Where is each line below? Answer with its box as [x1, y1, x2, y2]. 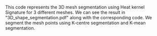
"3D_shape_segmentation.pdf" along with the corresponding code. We [5, 15, 152, 20]
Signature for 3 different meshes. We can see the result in [5, 9, 125, 15]
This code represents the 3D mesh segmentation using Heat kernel [5, 4, 145, 10]
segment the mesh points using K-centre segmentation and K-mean [5, 20, 146, 26]
